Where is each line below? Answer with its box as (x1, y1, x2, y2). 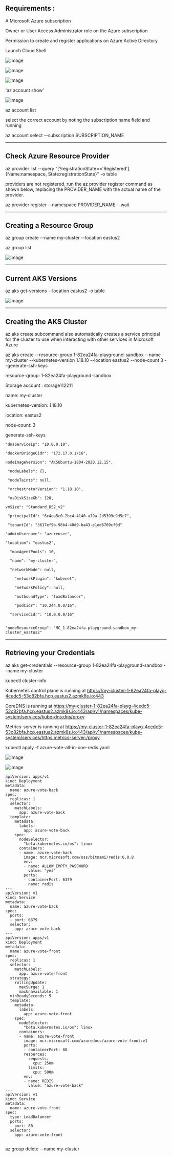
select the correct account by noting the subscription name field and (5, 117, 150, 123)
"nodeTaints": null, (7, 478, 52, 483)
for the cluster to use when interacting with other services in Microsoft (5, 336, 154, 342)
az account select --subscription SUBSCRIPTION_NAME (5, 132, 124, 138)
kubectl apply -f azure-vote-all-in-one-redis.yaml (5, 744, 110, 750)
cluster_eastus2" (5, 630, 42, 635)
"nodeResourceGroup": (5, 625, 52, 631)
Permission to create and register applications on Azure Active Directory (5, 37, 158, 43)
